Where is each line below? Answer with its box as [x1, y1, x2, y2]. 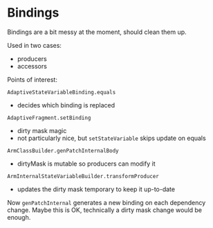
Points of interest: [7, 75, 57, 84]
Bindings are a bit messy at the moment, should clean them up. [7, 28, 187, 36]
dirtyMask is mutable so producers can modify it [17, 159, 156, 168]
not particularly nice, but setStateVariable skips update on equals [17, 134, 206, 142]
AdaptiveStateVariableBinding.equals [7, 89, 116, 96]
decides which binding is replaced [17, 100, 115, 109]
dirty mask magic [17, 126, 67, 134]
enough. [7, 213, 31, 221]
